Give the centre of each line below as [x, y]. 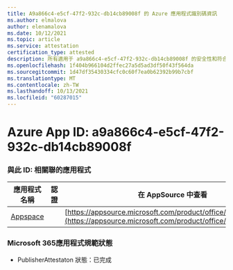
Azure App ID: [48, 132]
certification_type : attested [51, 53]
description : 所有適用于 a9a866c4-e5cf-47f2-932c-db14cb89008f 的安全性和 [112, 59]
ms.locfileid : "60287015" [44, 98]
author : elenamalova [37, 26]
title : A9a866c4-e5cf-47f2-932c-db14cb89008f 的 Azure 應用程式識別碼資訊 [112, 14]
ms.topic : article [34, 40]
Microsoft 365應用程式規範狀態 [60, 243]
